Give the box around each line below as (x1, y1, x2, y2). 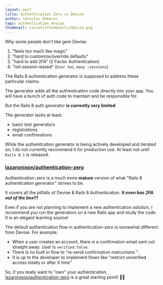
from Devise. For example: (5, 229, 58, 235)
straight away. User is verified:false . (12, 244, 89, 250)
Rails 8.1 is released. (5, 152, 50, 158)
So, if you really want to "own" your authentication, (5, 269, 107, 275)
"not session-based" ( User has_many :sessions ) (12, 64, 109, 70)
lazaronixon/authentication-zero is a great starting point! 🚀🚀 (5, 274, 125, 280)
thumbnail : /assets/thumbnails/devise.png (5, 25, 93, 30)
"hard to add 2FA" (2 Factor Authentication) (12, 59, 100, 65)
